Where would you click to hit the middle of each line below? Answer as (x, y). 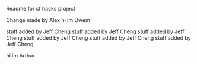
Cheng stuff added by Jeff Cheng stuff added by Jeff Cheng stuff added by (99, 38)
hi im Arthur (20, 55)
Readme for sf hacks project (41, 9)
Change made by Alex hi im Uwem (48, 20)
